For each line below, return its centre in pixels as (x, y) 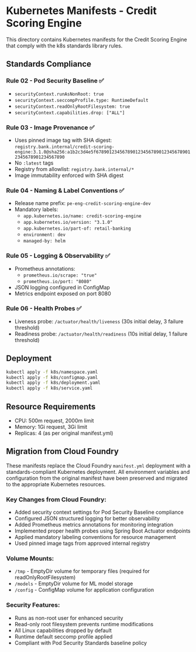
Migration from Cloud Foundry (62, 451)
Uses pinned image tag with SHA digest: (63, 140)
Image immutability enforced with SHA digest (69, 175)
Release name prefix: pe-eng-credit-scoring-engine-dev (82, 203)
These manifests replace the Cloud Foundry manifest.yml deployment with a (98, 465)
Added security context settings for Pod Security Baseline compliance (99, 512)
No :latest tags (34, 163)
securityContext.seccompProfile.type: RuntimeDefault (81, 100)
